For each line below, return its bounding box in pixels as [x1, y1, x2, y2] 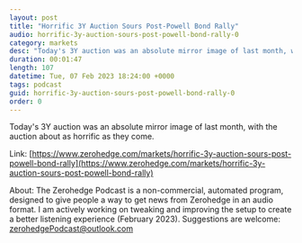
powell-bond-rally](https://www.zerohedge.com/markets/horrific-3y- [9, 158, 266, 169]
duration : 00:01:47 [9, 55, 83, 64]
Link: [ [9, 148, 33, 159]
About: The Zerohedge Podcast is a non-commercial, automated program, [9, 185, 284, 196]
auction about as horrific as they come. [9, 131, 155, 142]
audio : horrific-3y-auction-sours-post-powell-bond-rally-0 [9, 30, 240, 39]
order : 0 [9, 96, 42, 106]
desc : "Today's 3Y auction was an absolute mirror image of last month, [9, 47, 288, 56]
